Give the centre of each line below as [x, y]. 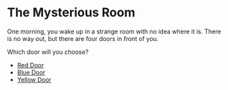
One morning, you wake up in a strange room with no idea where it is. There [114, 31]
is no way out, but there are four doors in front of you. [83, 38]
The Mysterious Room [71, 13]
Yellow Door [34, 79]
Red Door [30, 65]
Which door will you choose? [48, 52]
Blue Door [31, 72]
